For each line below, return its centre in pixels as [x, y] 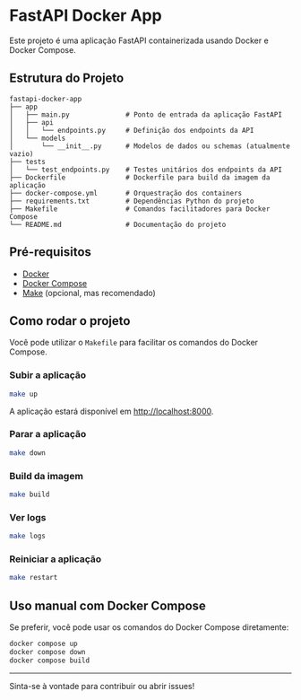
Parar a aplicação [48, 434]
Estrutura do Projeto [67, 79]
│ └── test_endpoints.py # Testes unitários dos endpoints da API [146, 170]
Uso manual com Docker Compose [107, 605]
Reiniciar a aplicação [56, 559]
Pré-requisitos [51, 252]
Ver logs [28, 517]
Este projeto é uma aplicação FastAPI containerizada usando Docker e [139, 40]
